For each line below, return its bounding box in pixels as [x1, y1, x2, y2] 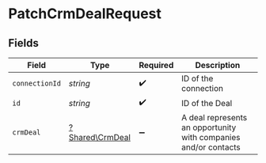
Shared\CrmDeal [68, 132, 131, 142]
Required [139, 60, 174, 70]
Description [195, 60, 241, 70]
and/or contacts [180, 142, 241, 153]
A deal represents [180, 112, 248, 123]
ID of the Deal [180, 97, 233, 108]
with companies [180, 132, 241, 142]
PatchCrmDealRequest [8, 5, 162, 23]
